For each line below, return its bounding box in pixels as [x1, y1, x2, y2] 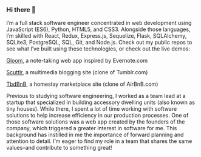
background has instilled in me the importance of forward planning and [6, 131, 184, 139]
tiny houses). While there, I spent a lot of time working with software [6, 105, 177, 113]
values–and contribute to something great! [6, 144, 112, 152]
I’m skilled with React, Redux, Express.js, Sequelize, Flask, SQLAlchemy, [6, 32, 187, 40]
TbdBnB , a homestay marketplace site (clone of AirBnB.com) [6, 80, 158, 88]
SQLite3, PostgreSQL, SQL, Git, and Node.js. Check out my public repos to [6, 39, 192, 46]
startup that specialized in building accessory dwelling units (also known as [6, 99, 196, 106]
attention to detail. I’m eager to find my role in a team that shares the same [6, 138, 192, 145]
